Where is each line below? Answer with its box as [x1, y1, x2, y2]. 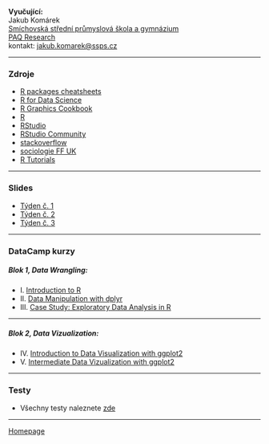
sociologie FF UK [19, 146, 77, 156]
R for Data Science [19, 96, 82, 105]
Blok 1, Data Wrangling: [8, 265, 88, 275]
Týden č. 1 [19, 201, 54, 210]
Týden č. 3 [19, 218, 56, 227]
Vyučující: [8, 7, 43, 16]
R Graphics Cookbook [19, 104, 93, 113]
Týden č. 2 [19, 209, 56, 219]
